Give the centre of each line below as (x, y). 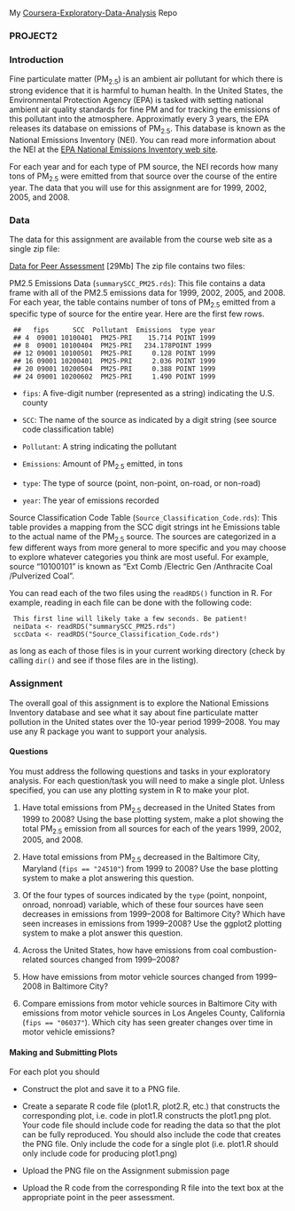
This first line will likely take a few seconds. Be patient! (130, 619)
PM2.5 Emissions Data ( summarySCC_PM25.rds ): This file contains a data (137, 283)
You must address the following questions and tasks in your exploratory (140, 771)
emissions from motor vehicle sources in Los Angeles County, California (153, 1013)
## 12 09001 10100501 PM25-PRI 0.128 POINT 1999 (114, 353)
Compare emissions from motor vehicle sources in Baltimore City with (149, 1004)
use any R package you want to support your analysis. (108, 731)
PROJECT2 (33, 36)
